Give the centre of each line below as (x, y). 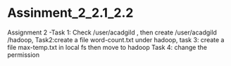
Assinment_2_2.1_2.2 (70, 13)
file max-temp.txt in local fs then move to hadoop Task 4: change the (107, 47)
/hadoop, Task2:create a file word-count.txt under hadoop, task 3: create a (116, 39)
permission (24, 55)
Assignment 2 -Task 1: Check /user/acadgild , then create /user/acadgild (112, 32)
